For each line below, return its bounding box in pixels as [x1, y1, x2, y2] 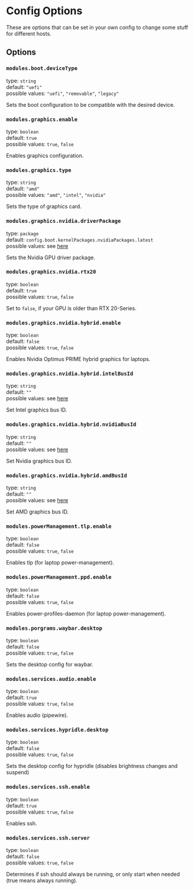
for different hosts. [6, 30, 51, 37]
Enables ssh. [6, 819, 37, 827]
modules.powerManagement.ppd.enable [6, 574, 112, 580]
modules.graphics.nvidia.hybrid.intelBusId [6, 371, 134, 377]
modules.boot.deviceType [6, 65, 78, 72]
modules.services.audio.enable [6, 675, 96, 682]
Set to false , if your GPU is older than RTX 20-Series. [6, 304, 137, 312]
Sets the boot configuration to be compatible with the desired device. [6, 101, 176, 108]
